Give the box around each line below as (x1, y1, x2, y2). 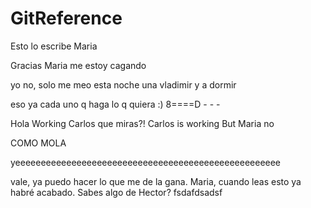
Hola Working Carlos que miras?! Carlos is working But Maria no (10, 117, 275, 129)
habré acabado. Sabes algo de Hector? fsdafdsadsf (10, 186, 223, 198)
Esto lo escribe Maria (10, 40, 98, 52)
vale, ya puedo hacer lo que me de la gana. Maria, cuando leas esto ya (10, 175, 302, 187)
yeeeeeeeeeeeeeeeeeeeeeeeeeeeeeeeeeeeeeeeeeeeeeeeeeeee (10, 156, 282, 168)
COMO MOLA (10, 137, 67, 149)
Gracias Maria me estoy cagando (10, 59, 147, 71)
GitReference (10, 7, 123, 30)
